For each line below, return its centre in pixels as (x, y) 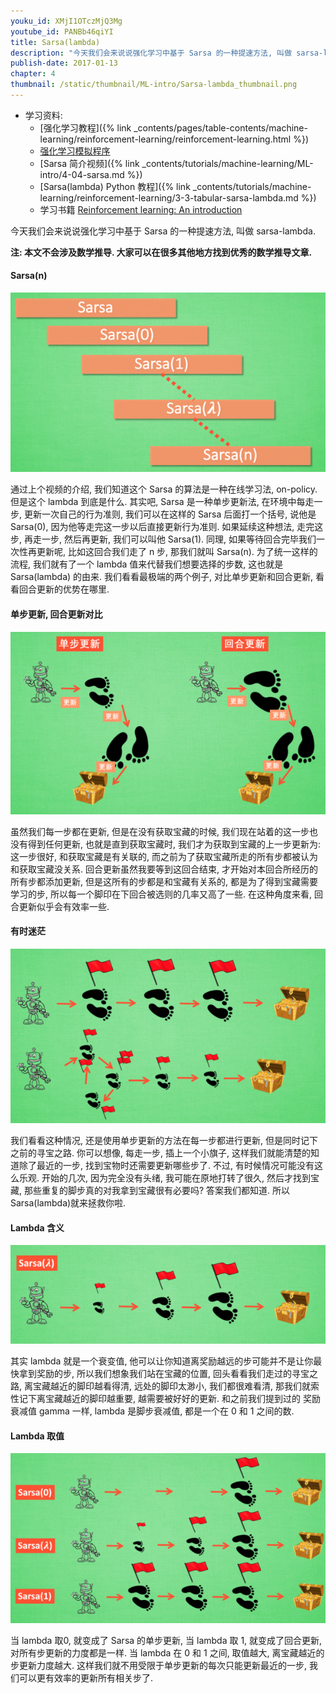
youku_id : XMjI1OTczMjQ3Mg (66, 21)
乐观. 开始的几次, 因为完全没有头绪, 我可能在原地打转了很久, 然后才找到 (164, 1177)
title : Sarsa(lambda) (55, 42)
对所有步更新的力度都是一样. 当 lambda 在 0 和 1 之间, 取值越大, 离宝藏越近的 (167, 1653)
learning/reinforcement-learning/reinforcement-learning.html (165, 139)
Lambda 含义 (37, 1227)
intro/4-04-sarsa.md (82, 174)
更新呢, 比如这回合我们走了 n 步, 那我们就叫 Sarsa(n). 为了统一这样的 (177, 552)
